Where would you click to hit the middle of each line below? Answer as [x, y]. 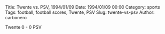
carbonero [16, 17]
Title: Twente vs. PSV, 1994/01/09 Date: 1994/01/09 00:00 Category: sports [83, 7]
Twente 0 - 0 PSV [23, 27]
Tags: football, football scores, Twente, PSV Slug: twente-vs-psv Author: [80, 12]
